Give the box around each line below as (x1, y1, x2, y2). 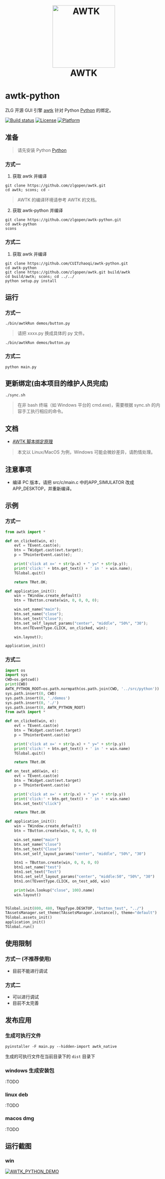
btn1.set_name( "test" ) (14, 865, 61, 870)
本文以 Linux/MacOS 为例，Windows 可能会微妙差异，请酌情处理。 (17, 449, 156, 455)
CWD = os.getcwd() (5, 677, 39, 682)
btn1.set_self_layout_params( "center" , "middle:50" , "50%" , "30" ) (14, 874, 155, 879)
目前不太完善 (12, 1000, 39, 1006)
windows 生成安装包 (5, 1067, 55, 1074)
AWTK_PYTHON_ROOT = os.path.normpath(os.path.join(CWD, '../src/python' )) (5, 687, 160, 692)
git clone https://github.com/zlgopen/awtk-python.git (5, 218, 122, 223)
